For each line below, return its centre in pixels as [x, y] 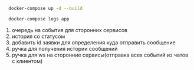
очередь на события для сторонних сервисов [70, 30]
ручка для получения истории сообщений [65, 48]
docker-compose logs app [39, 19]
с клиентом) [27, 61]
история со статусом [38, 36]
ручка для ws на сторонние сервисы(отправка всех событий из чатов [100, 55]
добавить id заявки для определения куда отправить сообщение [93, 42]
